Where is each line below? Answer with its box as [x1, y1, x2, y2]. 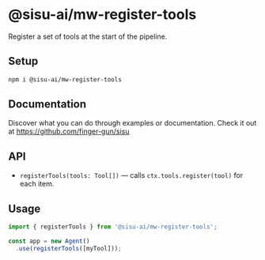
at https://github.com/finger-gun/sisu [8, 126, 130, 136]
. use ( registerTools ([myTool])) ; [15, 244, 123, 252]
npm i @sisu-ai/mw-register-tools [8, 75, 123, 84]
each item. [19, 179, 55, 189]
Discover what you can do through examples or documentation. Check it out [8, 119, 257, 128]
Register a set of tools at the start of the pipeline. [8, 32, 168, 41]
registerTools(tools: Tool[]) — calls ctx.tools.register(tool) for [19, 171, 244, 180]
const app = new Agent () [8, 237, 90, 245]
